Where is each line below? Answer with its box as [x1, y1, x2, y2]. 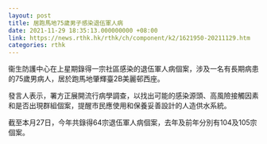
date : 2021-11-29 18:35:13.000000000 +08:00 [8, 26, 158, 34]
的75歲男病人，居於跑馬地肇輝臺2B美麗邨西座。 [8, 74, 164, 84]
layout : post [8, 11, 52, 20]
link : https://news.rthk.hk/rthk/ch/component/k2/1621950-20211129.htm [8, 33, 250, 42]
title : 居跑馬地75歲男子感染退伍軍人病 [8, 19, 123, 27]
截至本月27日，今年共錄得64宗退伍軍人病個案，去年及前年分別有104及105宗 [8, 118, 257, 127]
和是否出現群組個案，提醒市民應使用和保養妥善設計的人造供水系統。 [8, 101, 231, 111]
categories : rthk [8, 41, 66, 49]
